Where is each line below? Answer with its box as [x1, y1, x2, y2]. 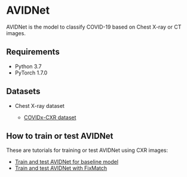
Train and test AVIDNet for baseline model [14, 159, 118, 166]
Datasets [6, 86, 41, 97]
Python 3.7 [14, 63, 42, 70]
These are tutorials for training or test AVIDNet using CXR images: [6, 147, 168, 154]
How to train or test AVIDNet [6, 131, 114, 141]
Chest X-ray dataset [14, 102, 65, 109]
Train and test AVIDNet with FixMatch [14, 164, 108, 172]
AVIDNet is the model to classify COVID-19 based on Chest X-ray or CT [6, 23, 182, 30]
